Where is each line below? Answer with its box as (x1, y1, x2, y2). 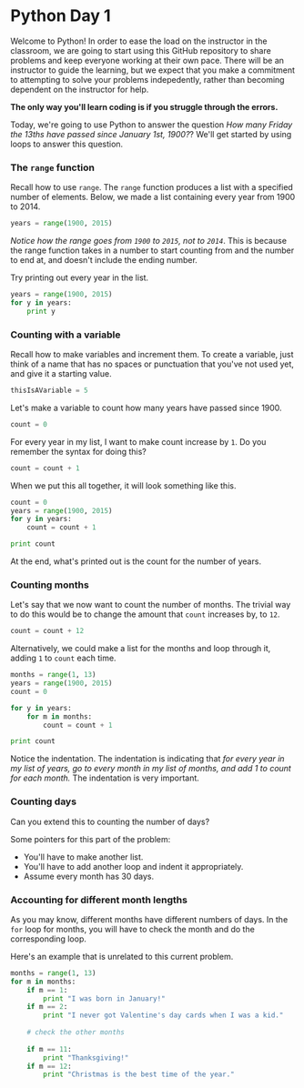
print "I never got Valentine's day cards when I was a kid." (43, 1011, 284, 1020)
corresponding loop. (10, 933, 87, 944)
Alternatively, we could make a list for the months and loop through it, (10, 643, 271, 654)
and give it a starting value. (10, 368, 112, 379)
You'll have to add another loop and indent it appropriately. (23, 861, 244, 871)
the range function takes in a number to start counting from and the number (10, 245, 295, 256)
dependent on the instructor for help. (10, 84, 149, 95)
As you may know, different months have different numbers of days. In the (10, 913, 289, 924)
